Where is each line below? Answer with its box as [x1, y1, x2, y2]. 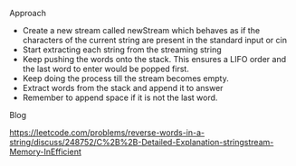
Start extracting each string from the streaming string [22, 44, 222, 55]
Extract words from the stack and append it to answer [22, 83, 224, 93]
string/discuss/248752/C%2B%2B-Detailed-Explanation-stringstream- [9, 137, 274, 147]
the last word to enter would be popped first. [22, 63, 190, 74]
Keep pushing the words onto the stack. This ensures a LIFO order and [22, 54, 287, 64]
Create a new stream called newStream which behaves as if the [22, 25, 261, 35]
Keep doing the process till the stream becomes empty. [22, 73, 229, 84]
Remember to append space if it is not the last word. [22, 92, 218, 103]
